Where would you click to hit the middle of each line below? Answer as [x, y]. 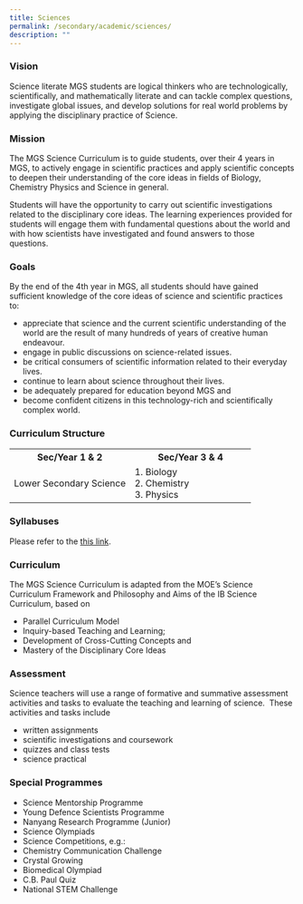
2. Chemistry [162, 483]
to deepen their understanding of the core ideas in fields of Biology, [135, 177]
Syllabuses [34, 521]
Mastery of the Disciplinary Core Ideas [94, 650]
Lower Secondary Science [70, 483]
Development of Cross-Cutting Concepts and [107, 641]
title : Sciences [40, 18]
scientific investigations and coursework [98, 740]
